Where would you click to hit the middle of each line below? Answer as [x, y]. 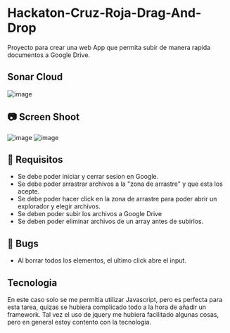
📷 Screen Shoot [43, 117]
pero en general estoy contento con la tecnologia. [79, 322]
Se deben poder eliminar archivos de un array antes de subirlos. [110, 221]
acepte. [28, 191]
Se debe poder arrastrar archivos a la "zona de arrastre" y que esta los [120, 184]
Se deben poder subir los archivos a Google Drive [90, 214]
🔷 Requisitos [35, 159]
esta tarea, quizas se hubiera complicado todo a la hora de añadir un [107, 307]
